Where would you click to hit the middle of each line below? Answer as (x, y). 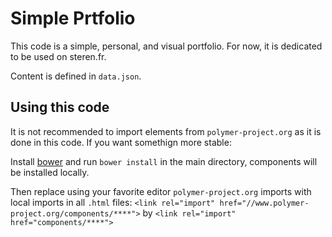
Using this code (60, 107)
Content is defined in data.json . (76, 76)
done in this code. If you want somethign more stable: (121, 142)
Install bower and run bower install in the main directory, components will (164, 161)
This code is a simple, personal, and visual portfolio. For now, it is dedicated (166, 46)
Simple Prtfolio (73, 18)
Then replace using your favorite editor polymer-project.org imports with (161, 191)
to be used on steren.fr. (58, 56)
